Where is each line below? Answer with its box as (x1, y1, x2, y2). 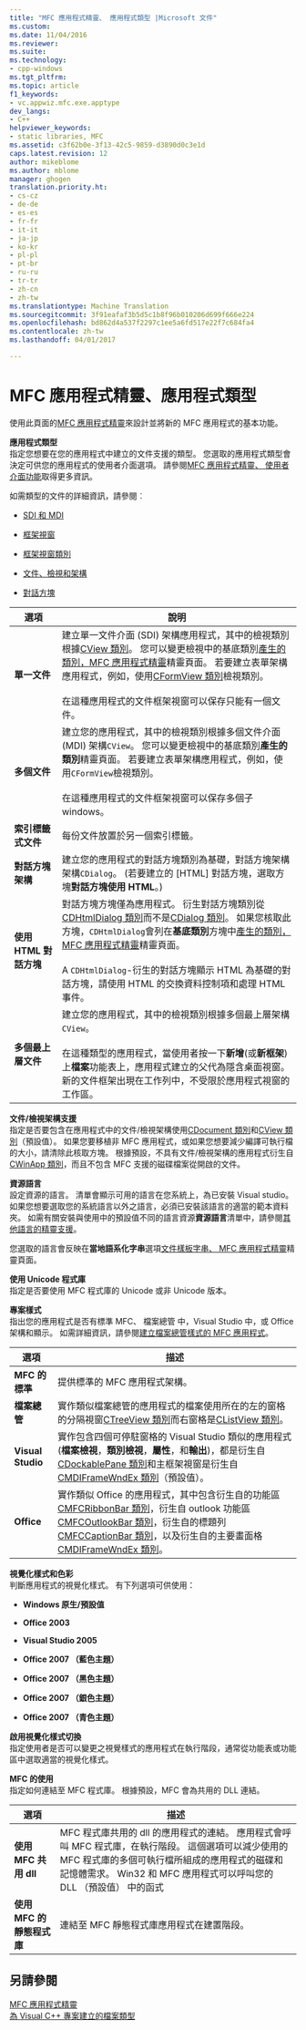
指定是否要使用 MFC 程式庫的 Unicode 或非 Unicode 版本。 (9, 1284, 232, 1295)
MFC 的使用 (9, 1773, 54, 1784)
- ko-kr (9, 242, 39, 252)
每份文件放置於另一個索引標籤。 (61, 829, 199, 841)
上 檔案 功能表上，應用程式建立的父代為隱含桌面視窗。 (61, 1060, 291, 1073)
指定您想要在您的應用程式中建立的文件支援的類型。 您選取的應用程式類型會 (9, 448, 291, 459)
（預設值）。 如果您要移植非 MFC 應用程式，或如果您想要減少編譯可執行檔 (17, 1136, 293, 1147)
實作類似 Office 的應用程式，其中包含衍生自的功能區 (57, 1488, 280, 1500)
